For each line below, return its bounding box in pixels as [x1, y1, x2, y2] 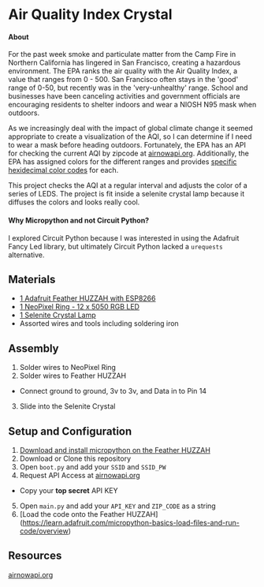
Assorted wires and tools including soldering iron [19, 319, 179, 328]
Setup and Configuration [8, 424, 132, 438]
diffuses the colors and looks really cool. [8, 197, 140, 207]
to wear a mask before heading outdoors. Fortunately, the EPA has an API [8, 140, 247, 150]
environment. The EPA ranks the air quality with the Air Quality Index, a [8, 66, 238, 76]
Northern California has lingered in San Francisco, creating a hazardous [8, 58, 241, 68]
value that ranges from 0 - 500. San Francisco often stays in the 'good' [8, 75, 239, 84]
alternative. [8, 250, 45, 260]
